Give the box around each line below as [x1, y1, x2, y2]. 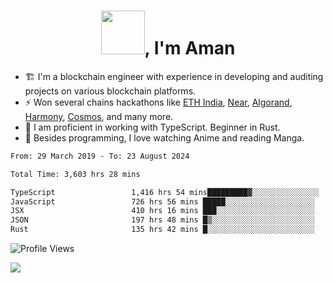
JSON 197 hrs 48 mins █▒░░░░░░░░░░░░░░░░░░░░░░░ [10, 215, 315, 225]
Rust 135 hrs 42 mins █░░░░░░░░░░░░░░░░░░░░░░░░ [10, 225, 315, 235]
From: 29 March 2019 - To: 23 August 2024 [10, 151, 190, 161]
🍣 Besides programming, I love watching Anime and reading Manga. [24, 131, 305, 144]
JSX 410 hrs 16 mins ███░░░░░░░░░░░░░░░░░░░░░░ [10, 206, 315, 216]
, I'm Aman [144, 37, 236, 60]
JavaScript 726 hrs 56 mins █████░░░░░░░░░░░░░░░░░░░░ [10, 196, 315, 207]
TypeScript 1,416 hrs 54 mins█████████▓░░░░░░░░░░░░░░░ [10, 187, 320, 197]
